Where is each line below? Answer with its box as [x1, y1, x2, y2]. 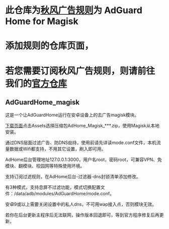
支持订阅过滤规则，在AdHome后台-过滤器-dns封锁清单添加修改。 [5, 174, 141, 180]
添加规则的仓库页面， [5, 40, 94, 52]
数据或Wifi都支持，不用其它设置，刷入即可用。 [9, 146, 106, 152]
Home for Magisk [5, 16, 79, 27]
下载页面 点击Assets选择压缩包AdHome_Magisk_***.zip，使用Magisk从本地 [5, 123, 160, 129]
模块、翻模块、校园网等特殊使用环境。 [5, 163, 84, 169]
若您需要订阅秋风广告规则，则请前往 [5, 65, 155, 77]
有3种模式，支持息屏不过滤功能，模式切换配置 [5, 184, 101, 190]
